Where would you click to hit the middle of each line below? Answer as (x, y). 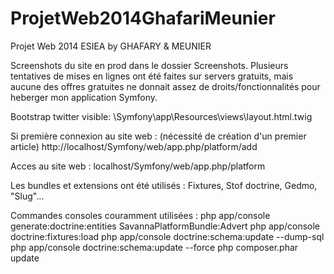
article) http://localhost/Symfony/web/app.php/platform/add (134, 146)
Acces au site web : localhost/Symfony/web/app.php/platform (138, 166)
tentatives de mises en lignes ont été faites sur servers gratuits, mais (152, 76)
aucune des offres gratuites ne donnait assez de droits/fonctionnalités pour (165, 86)
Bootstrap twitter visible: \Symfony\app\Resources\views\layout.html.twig (161, 116)
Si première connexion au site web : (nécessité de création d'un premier (158, 136)
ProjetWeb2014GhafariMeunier (143, 18)
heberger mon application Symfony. (84, 97)
